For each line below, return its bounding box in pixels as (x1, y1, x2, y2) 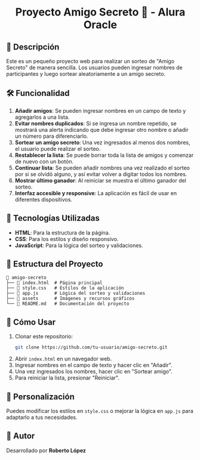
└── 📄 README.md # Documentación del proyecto (6, 301, 130, 307)
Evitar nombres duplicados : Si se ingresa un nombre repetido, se (14, 119, 177, 127)
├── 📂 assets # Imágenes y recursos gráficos (6, 295, 135, 302)
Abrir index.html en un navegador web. (14, 355, 112, 363)
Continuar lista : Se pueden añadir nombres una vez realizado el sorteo (14, 164, 190, 171)
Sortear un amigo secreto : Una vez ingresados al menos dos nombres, (14, 138, 190, 146)
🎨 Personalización (6, 391, 75, 402)
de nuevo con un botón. (14, 158, 74, 165)
